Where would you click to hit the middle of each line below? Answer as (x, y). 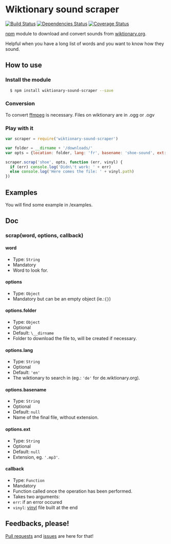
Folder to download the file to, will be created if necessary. (75, 338)
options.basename (26, 389)
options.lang (19, 350)
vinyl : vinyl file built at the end (45, 508)
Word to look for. (30, 270)
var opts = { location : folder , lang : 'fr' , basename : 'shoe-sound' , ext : (86, 153)
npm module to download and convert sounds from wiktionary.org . (76, 33)
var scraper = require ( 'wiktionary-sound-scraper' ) (62, 139)
